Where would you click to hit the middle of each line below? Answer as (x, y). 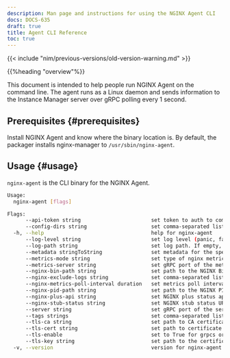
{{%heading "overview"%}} (46, 72)
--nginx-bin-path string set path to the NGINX (120, 271)
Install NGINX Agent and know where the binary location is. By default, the (112, 137)
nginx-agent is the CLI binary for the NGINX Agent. (79, 183)
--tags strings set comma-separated (117, 316)
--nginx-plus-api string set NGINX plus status (120, 296)
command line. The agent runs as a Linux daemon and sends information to (114, 92)
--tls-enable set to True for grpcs (120, 335)
